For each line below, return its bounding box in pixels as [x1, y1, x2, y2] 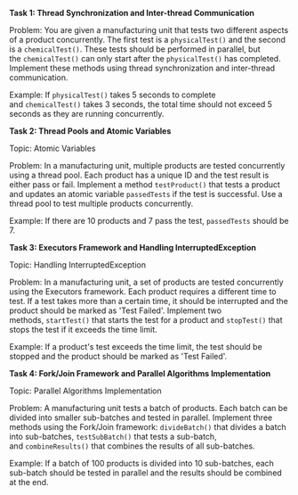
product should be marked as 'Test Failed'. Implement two [9, 305, 222, 316]
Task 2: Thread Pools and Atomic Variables [9, 126, 172, 136]
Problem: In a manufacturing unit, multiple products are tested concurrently [9, 161, 286, 170]
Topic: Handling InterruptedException [9, 260, 147, 270]
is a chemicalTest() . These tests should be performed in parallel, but [9, 44, 261, 54]
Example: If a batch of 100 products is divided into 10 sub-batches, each [9, 458, 274, 468]
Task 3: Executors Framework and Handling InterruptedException [9, 243, 256, 252]
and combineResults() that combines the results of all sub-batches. [9, 441, 255, 451]
